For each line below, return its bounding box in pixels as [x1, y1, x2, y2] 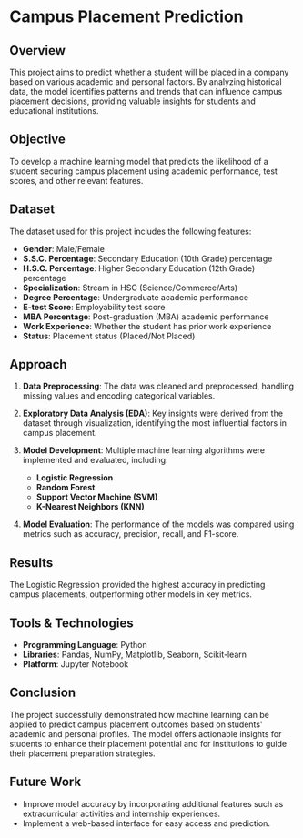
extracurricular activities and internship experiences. [22, 808, 221, 819]
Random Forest [35, 482, 96, 493]
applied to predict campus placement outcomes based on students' [9, 719, 263, 730]
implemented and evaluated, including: [22, 455, 168, 466]
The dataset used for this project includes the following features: [9, 226, 252, 237]
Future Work [9, 774, 82, 790]
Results [9, 555, 54, 570]
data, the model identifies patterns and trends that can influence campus [9, 86, 283, 96]
